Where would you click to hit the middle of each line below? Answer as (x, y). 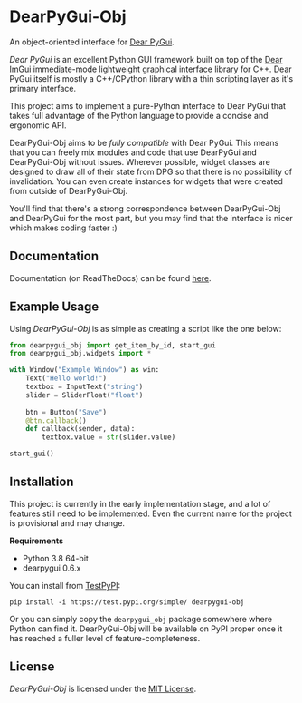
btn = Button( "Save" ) (66, 412)
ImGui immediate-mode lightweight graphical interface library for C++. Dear (151, 69)
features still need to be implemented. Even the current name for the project (151, 513)
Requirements (37, 541)
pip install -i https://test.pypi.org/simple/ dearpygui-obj (127, 602)
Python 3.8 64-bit (55, 558)
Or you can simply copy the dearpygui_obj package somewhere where (141, 619)
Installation (42, 482)
